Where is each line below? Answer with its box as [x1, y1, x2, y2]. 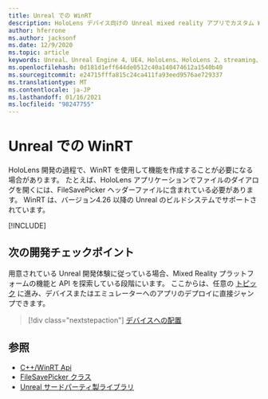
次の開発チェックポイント [8, 246, 134, 260]
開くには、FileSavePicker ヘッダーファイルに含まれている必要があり [22, 185, 247, 195]
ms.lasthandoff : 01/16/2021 [8, 93, 102, 101]
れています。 [8, 205, 50, 215]
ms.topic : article [8, 49, 69, 57]
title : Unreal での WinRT [8, 11, 92, 20]
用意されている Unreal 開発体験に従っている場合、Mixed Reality [8, 268, 218, 278]
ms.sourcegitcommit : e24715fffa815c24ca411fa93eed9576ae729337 [8, 71, 223, 79]
